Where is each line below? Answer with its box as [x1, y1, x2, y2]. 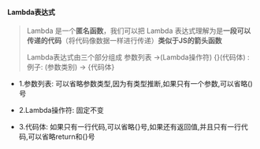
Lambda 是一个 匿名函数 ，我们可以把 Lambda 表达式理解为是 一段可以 [26, 26, 251, 35]
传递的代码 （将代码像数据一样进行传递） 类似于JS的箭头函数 [26, 36, 222, 45]
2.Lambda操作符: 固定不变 [18, 106, 104, 115]
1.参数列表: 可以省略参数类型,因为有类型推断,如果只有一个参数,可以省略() [18, 79, 253, 89]
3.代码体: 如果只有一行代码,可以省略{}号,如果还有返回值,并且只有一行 [18, 122, 242, 132]
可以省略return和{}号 [28, 132, 95, 141]
